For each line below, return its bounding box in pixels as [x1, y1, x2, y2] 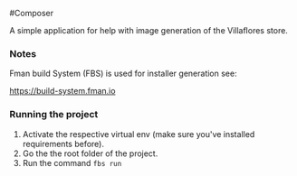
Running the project [9, 108, 99, 121]
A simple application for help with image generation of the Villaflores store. [9, 25, 288, 35]
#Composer [9, 8, 54, 18]
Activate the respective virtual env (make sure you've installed [22, 128, 255, 139]
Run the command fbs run [22, 157, 122, 168]
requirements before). [22, 138, 104, 149]
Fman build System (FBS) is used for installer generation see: [9, 68, 237, 79]
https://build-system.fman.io [9, 86, 116, 97]
